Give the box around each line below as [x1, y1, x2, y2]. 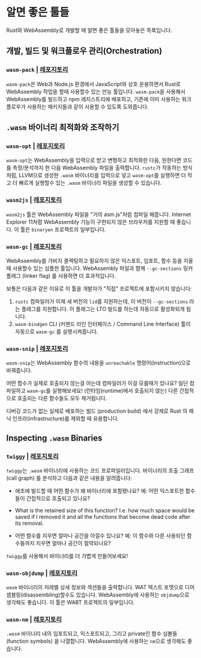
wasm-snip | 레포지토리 [6, 344, 68, 352]
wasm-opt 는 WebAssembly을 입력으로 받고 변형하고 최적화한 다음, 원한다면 [6, 157, 182, 164]
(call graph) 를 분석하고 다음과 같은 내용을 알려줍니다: [6, 474, 132, 481]
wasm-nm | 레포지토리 [6, 615, 62, 624]
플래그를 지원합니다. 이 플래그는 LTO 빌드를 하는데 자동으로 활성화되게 [21, 305, 185, 312]
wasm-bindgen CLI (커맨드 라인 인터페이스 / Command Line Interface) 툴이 [14, 320, 191, 327]
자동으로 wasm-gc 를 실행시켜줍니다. [14, 328, 98, 335]
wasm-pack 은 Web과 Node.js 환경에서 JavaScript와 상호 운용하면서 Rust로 [6, 80, 181, 87]
